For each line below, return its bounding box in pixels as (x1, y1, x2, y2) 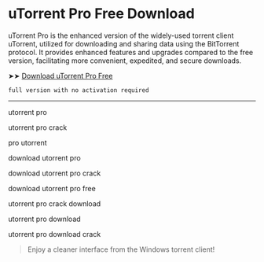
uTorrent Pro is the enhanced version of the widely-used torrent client (8, 31, 234, 40)
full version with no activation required (8, 86, 149, 94)
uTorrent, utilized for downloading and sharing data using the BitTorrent (8, 39, 240, 48)
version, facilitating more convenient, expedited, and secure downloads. (8, 56, 242, 65)
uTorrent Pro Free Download (8, 5, 195, 23)
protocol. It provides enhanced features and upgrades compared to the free (8, 47, 254, 57)
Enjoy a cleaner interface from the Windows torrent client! (27, 245, 215, 254)
